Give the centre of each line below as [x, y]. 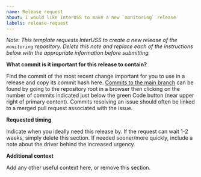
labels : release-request [37, 23]
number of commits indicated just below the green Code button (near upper [100, 95]
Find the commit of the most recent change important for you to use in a [96, 76]
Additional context [30, 156]
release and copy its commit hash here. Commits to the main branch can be [100, 82]
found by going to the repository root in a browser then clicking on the [93, 89]
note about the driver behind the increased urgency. [71, 144]
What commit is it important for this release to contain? [77, 64]
